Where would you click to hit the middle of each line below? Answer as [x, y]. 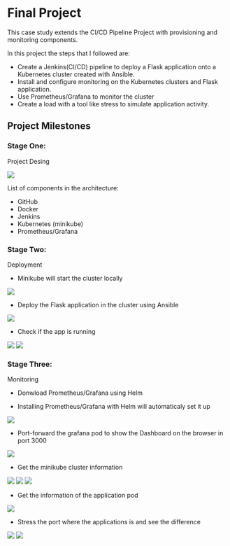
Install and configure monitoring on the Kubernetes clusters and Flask [117, 81]
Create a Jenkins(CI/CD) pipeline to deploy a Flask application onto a [117, 66]
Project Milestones [49, 126]
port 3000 [32, 441]
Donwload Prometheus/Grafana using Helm [80, 393]
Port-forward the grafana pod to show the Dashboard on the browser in [120, 433]
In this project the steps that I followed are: [69, 53]
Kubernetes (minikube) [50, 224]
